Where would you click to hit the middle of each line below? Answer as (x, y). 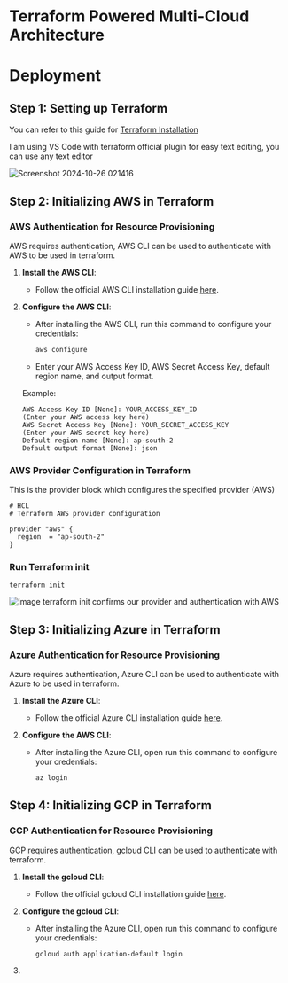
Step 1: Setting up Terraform (89, 108)
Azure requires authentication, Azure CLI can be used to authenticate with (144, 675)
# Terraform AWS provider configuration (85, 514)
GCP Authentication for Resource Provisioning (111, 831)
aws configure (61, 349)
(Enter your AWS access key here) (86, 417)
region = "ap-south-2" (61, 537)
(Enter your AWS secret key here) (86, 433)
